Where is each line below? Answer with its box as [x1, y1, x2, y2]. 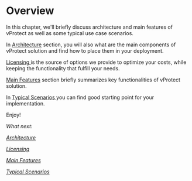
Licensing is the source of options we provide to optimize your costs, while [6, 59, 187, 66]
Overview [6, 4, 54, 18]
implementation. [6, 100, 45, 107]
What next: [6, 122, 33, 129]
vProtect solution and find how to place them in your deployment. [6, 47, 164, 54]
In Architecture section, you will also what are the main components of [6, 41, 176, 48]
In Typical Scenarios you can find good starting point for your [6, 94, 154, 101]
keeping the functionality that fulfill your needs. [6, 64, 120, 71]
